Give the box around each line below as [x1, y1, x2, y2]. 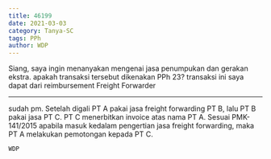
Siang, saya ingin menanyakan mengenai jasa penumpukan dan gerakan [8, 63, 248, 73]
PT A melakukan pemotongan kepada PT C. [8, 129, 153, 139]
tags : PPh [8, 34, 42, 43]
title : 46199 [8, 11, 52, 20]
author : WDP [8, 42, 48, 50]
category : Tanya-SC [8, 26, 74, 35]
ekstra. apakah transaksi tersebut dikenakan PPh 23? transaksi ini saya [8, 72, 244, 82]
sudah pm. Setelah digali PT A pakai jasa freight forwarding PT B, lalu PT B [8, 104, 256, 113]
